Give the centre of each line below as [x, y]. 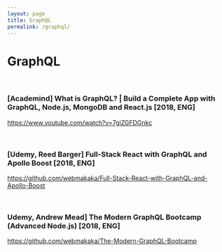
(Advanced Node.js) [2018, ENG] [64, 225]
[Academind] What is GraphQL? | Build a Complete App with [111, 98]
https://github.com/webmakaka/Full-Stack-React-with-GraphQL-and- [107, 178]
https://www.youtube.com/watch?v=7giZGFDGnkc [80, 122]
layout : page [26, 14]
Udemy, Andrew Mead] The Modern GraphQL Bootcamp [104, 217]
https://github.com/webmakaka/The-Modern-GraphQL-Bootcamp [102, 241]
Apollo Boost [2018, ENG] [51, 163]
